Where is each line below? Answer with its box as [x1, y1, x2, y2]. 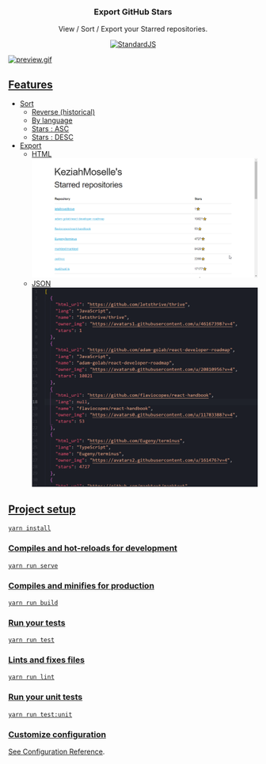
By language [31, 115, 73, 125]
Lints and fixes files [8, 655, 85, 666]
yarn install [8, 524, 51, 532]
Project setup [8, 502, 77, 516]
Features [8, 78, 53, 91]
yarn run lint [8, 673, 55, 682]
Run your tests [8, 617, 66, 628]
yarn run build [8, 599, 59, 607]
